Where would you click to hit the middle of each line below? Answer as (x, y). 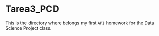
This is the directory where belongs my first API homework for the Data (80, 23)
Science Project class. (29, 28)
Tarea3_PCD (32, 9)
